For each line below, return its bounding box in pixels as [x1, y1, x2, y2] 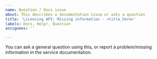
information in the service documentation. [5, 49, 92, 55]
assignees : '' [5, 26, 35, 31]
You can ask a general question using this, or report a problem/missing [5, 44, 152, 50]
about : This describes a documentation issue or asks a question [5, 12, 145, 17]
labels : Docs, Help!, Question [5, 21, 71, 26]
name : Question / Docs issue [5, 7, 66, 12]
